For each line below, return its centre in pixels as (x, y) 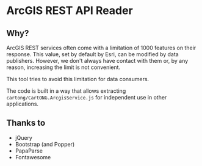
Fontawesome (33, 157)
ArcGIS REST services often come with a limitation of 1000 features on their (101, 48)
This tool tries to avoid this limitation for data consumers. (78, 79)
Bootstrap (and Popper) (45, 144)
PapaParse (29, 151)
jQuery (23, 137)
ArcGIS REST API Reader (70, 11)
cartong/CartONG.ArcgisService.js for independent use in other (87, 97)
